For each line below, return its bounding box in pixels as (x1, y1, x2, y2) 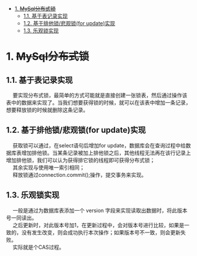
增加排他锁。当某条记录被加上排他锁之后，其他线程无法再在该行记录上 (21, 149, 191, 156)
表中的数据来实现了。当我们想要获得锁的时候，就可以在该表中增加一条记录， (6, 99, 191, 106)
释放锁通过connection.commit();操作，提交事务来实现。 (12, 171, 147, 178)
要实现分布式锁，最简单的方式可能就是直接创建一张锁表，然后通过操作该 (12, 92, 188, 99)
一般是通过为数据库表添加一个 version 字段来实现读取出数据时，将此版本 (12, 207, 188, 214)
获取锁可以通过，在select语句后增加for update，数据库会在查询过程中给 (12, 142, 186, 149)
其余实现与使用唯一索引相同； (12, 164, 85, 171)
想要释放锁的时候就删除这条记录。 (6, 106, 89, 113)
